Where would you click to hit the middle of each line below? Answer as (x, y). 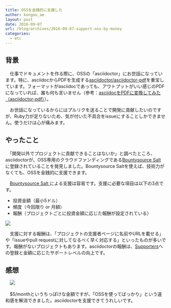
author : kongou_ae (25, 15)
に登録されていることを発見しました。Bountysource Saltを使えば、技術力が (85, 166)
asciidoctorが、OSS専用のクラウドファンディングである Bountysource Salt (83, 160)
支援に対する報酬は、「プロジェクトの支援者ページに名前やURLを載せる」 (87, 233)
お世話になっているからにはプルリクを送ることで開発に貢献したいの (81, 109)
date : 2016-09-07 (24, 24)
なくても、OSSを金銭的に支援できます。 (47, 172)
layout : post (19, 19)
